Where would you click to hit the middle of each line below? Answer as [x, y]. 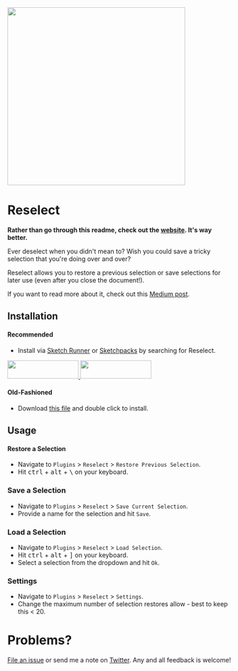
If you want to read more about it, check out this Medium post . [99, 294]
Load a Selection [37, 532]
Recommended [30, 334]
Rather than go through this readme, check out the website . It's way [109, 230]
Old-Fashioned [30, 392]
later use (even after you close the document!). [76, 280]
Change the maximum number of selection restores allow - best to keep [123, 604]
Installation [33, 316]
